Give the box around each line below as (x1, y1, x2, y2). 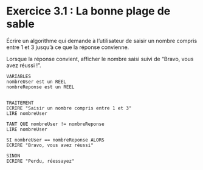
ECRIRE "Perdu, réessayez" (6, 158, 75, 164)
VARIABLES (6, 73, 32, 79)
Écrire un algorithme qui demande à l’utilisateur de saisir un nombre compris (6, 37, 198, 44)
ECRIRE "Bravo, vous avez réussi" (6, 142, 94, 148)
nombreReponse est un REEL (6, 83, 75, 90)
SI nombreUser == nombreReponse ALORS (6, 137, 105, 143)
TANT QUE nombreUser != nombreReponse (6, 121, 105, 127)
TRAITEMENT (6, 100, 34, 106)
